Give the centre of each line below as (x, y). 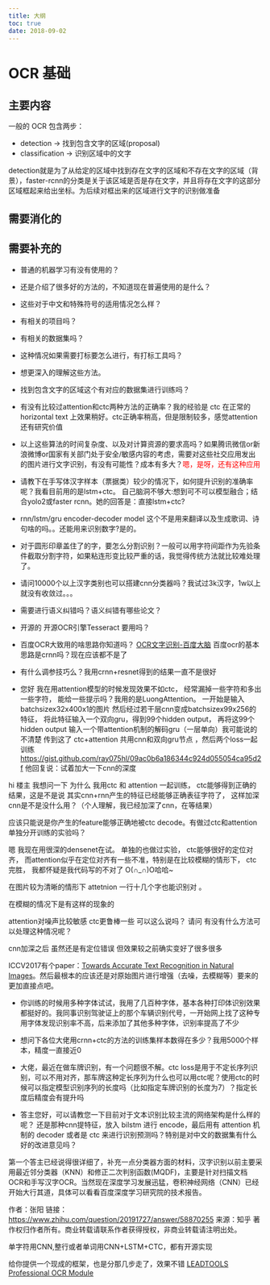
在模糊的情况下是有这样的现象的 (61, 904)
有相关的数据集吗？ (52, 338)
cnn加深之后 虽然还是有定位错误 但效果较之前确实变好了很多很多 (116, 948)
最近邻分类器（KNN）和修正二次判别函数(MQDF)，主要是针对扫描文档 (131, 1172)
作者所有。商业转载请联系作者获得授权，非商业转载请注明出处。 (135, 1229)
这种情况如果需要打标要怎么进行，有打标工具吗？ (101, 355)
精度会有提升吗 (59, 1097)
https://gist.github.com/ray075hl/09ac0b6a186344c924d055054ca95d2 (141, 758)
